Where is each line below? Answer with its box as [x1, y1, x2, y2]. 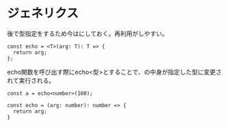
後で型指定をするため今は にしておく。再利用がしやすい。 [7, 29, 169, 38]
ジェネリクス [7, 5, 79, 21]
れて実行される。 [7, 76, 55, 85]
